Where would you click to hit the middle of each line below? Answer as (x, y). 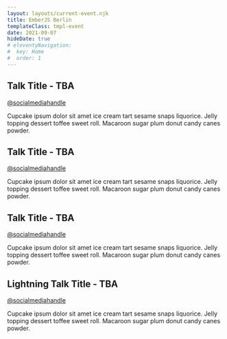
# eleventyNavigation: (39, 45)
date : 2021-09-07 (32, 33)
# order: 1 (24, 58)
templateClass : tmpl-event (46, 26)
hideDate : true (29, 39)
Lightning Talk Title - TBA (63, 284)
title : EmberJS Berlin (39, 20)
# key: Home (26, 52)
